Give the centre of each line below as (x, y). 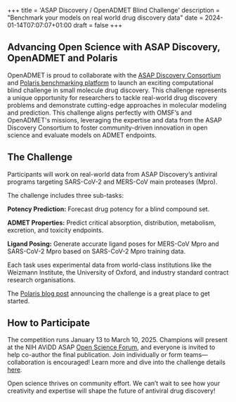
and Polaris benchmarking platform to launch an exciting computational (111, 82)
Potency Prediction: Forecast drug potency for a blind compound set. (109, 209)
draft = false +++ (98, 25)
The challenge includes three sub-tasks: (66, 195)
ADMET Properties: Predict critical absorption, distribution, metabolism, (112, 222)
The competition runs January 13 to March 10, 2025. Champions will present (118, 340)
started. (19, 301)
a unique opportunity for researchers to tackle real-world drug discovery (112, 97)
